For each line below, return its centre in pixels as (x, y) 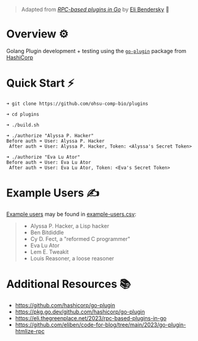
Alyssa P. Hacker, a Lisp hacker (70, 226)
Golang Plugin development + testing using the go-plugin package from (97, 51)
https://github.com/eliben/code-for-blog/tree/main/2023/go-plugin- (101, 325)
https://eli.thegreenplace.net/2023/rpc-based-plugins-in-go (91, 318)
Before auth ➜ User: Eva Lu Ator (49, 162)
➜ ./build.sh (23, 125)
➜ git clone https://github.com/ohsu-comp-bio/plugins (77, 104)
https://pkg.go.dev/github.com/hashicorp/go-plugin (80, 312)
